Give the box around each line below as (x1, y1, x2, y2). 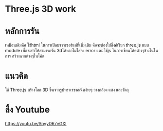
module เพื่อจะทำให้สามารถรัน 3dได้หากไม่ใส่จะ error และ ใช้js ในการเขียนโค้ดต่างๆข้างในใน (5, 48, 158, 54)
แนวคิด (5, 71, 28, 81)
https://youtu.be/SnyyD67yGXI (5, 121, 67, 126)
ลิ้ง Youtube (5, 104, 50, 115)
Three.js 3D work (5, 3, 76, 15)
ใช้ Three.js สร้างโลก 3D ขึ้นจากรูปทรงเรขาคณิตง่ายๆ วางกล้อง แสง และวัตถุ (5, 87, 129, 93)
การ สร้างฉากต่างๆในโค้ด (5, 53, 45, 59)
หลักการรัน (5, 26, 40, 37)
